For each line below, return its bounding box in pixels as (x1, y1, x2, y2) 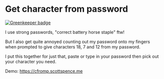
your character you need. (5, 58, 57, 64)
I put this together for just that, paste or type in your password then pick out (5, 53, 159, 59)
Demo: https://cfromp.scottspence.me (5, 68, 83, 74)
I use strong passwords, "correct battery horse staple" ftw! (5, 29, 125, 35)
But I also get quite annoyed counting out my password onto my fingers (5, 38, 150, 45)
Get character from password (5, 3, 128, 15)
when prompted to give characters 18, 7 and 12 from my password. (5, 44, 140, 50)
